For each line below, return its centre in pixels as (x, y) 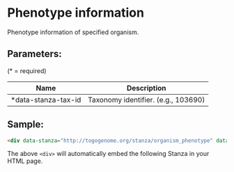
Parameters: (34, 54)
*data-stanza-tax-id (46, 100)
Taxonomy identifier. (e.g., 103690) (147, 100)
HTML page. (25, 161)
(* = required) (27, 70)
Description (146, 88)
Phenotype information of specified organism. (73, 32)
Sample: (25, 124)
